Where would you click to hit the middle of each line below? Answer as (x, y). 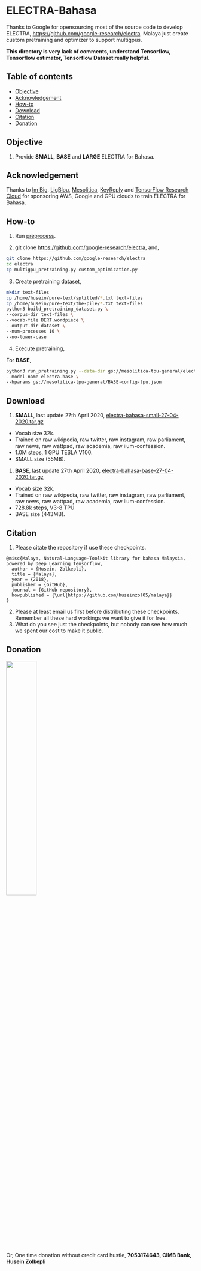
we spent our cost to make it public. (59, 631)
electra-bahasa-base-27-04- (138, 471)
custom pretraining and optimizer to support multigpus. (74, 40)
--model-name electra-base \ (42, 377)
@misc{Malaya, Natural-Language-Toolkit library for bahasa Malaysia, (96, 558)
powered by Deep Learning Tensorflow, (54, 563)
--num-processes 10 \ (33, 331)
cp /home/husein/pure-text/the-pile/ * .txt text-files (75, 303)
